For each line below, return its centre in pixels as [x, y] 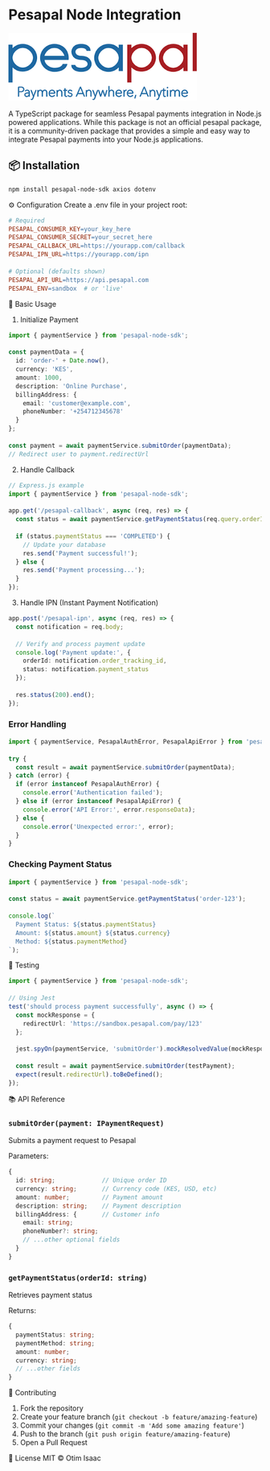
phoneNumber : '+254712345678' [74, 412]
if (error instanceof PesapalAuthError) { [88, 784]
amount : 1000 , [39, 377]
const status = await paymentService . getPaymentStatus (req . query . [129, 520]
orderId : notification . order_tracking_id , [95, 661]
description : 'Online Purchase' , [72, 386]
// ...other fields [48, 1369]
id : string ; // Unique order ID [91, 1181]
